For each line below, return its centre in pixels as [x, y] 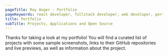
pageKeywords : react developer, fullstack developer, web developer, [79, 14]
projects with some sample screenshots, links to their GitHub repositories [80, 43]
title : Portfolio [23, 19]
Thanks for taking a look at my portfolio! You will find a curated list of [76, 38]
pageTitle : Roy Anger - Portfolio [41, 10]
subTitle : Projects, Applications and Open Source [59, 24]
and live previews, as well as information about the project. [66, 48]
